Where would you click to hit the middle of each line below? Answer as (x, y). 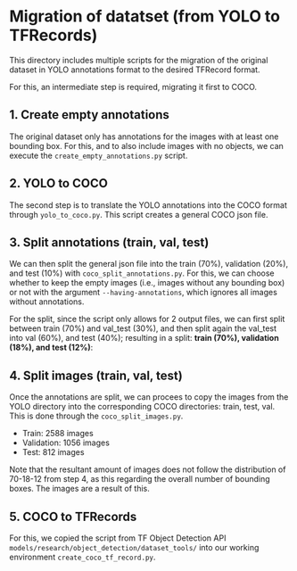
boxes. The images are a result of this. (79, 489)
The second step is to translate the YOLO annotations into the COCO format (148, 205)
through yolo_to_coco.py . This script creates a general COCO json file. (139, 214)
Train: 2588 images (58, 434)
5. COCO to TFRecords (73, 516)
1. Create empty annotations (89, 115)
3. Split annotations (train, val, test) (109, 242)
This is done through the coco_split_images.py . (96, 416)
